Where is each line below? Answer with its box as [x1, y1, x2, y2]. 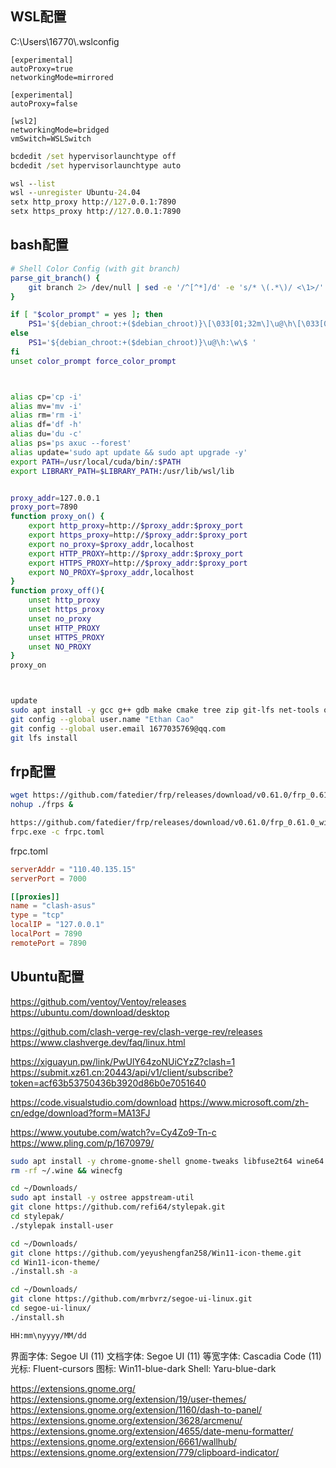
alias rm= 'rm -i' [10, 410, 83, 421]
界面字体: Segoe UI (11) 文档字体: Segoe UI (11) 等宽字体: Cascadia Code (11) [10, 1350, 322, 1362]
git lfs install [10, 733, 78, 743]
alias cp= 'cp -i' [10, 392, 83, 402]
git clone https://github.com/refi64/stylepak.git [10, 1202, 226, 1212]
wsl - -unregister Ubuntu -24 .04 [10, 188, 141, 198]
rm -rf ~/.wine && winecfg [10, 1165, 123, 1176]
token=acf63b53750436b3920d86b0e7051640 [10, 1077, 207, 1089]
